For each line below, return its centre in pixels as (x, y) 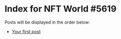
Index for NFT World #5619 (60, 9)
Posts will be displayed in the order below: (47, 22)
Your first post (26, 31)
